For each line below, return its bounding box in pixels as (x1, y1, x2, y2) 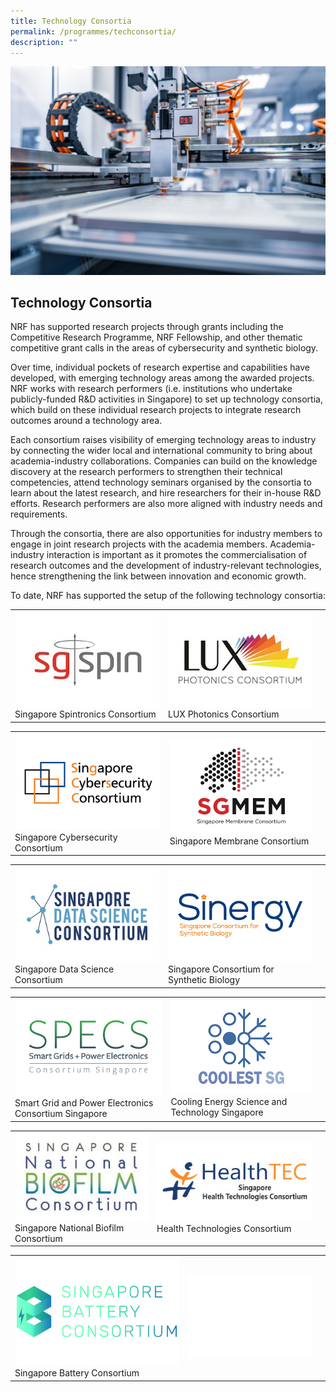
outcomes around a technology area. (10, 415, 163, 427)
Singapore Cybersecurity (14, 831, 118, 843)
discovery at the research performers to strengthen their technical (10, 466, 283, 478)
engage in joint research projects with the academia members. (10, 538, 268, 550)
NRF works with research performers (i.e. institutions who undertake (10, 383, 293, 395)
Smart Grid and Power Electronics (14, 1097, 154, 1109)
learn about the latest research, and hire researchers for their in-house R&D (10, 487, 322, 499)
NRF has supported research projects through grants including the (10, 321, 284, 333)
